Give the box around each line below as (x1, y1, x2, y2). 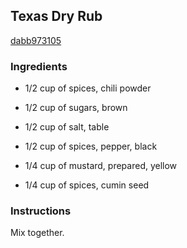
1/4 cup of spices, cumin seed (24, 179, 150, 191)
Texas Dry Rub (10, 8, 103, 25)
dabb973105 (10, 34, 62, 46)
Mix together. (10, 227, 65, 239)
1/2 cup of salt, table (24, 121, 110, 133)
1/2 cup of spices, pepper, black (24, 140, 158, 153)
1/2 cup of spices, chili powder (24, 82, 152, 94)
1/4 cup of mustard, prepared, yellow (24, 160, 178, 172)
